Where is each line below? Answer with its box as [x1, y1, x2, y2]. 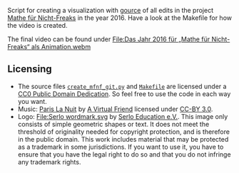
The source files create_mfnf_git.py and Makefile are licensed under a [17, 82, 227, 90]
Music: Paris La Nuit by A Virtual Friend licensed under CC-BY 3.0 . [17, 105, 213, 113]
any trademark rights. [17, 157, 81, 166]
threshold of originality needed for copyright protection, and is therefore [17, 127, 230, 136]
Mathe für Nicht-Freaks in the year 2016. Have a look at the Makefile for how [7, 14, 232, 22]
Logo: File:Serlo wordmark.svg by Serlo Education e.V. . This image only [17, 112, 228, 120]
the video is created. [7, 21, 68, 29]
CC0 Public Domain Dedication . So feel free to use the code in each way [17, 89, 231, 98]
